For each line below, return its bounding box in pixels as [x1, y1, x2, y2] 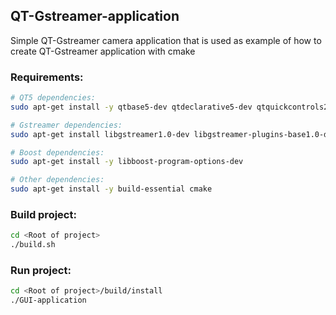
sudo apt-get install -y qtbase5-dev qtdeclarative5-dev [10, 102, 253, 112]
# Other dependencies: [10, 175, 105, 185]
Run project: [10, 264, 72, 278]
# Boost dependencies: [10, 147, 105, 158]
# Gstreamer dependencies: [10, 120, 123, 130]
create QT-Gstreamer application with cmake [10, 45, 196, 57]
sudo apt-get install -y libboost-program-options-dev [10, 157, 244, 167]
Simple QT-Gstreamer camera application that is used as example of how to [10, 34, 322, 46]
